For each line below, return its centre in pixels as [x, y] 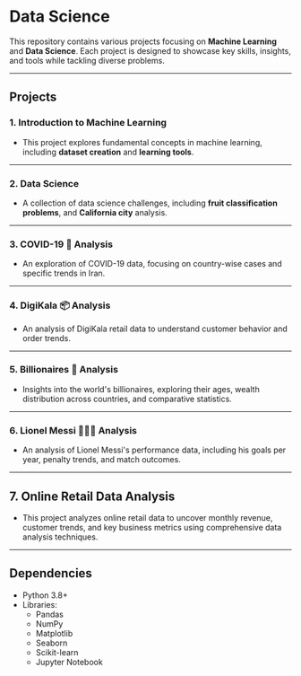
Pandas [50, 614]
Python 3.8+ [45, 595]
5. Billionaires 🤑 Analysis [64, 370]
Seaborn [52, 643]
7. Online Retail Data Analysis [92, 496]
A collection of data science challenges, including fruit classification [150, 203]
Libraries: [40, 604]
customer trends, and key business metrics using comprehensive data [152, 527]
